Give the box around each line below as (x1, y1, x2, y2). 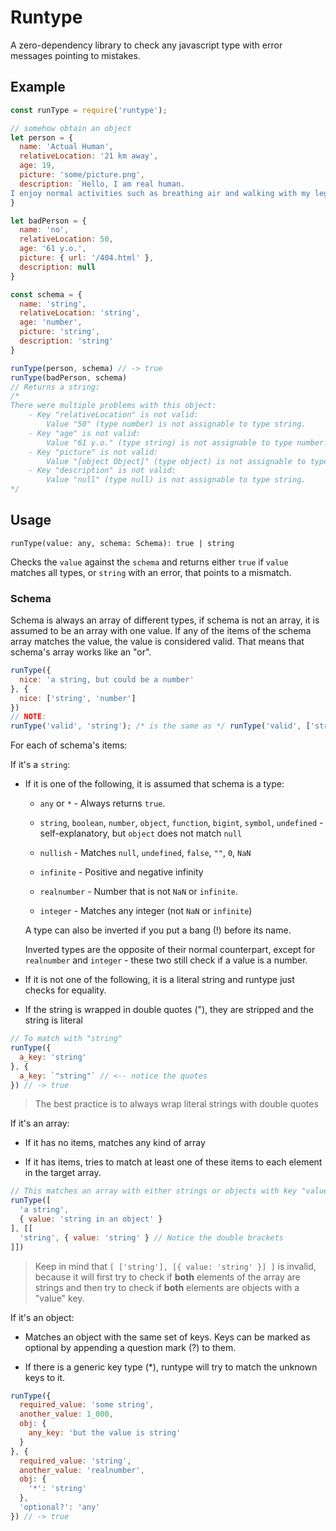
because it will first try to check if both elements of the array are (34, 1271, 301, 1283)
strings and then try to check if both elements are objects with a (34, 1281, 300, 1293)
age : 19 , (19, 161, 56, 171)
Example (10, 79, 66, 96)
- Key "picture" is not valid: (28, 447, 159, 457)
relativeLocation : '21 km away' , (19, 151, 159, 161)
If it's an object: (10, 1311, 75, 1323)
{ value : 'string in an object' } (19, 1214, 163, 1225)
